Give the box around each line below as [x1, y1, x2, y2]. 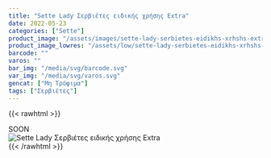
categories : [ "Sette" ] [8, 27, 85, 35]
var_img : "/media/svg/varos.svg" [8, 72, 121, 80]
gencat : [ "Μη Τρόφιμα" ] [8, 79, 89, 87]
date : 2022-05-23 [8, 19, 67, 27]
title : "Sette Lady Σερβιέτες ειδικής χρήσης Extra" [8, 11, 190, 20]
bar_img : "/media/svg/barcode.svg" [8, 64, 128, 73]
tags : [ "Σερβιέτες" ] [8, 86, 78, 95]
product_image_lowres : [8, 42, 85, 50]
